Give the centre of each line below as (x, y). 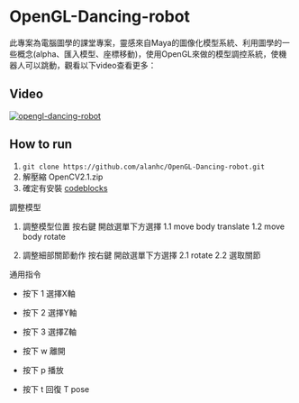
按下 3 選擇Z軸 (50, 332)
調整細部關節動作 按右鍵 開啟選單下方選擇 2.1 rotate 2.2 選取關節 (141, 255)
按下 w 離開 (44, 351)
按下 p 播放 (43, 370)
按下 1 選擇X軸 (49, 293)
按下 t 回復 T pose (56, 389)
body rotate (44, 236)
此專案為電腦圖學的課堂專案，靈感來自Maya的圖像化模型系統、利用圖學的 (145, 42)
